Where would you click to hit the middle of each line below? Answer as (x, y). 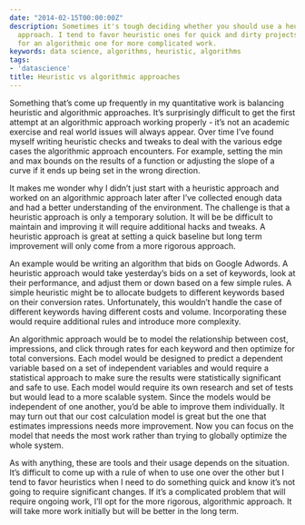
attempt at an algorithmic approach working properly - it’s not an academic (150, 122)
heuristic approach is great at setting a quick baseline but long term (136, 236)
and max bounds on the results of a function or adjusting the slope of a (142, 161)
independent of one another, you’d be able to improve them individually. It (147, 406)
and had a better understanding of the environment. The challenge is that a (150, 207)
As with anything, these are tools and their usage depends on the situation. (150, 462)
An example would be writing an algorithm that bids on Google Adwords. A (149, 263)
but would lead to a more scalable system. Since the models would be (140, 397)
